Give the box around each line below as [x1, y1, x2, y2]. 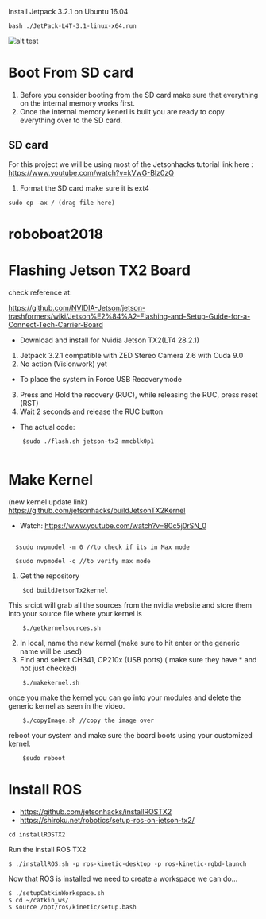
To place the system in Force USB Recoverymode [19, 374, 183, 384]
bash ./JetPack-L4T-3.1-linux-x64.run [8, 22, 137, 30]
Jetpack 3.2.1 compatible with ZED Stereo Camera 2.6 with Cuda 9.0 [19, 350, 244, 360]
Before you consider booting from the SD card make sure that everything [19, 90, 259, 99]
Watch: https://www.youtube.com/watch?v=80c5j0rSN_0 [19, 520, 207, 531]
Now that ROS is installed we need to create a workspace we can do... [8, 874, 238, 883]
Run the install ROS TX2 [8, 844, 87, 854]
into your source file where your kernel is [8, 608, 143, 618]
